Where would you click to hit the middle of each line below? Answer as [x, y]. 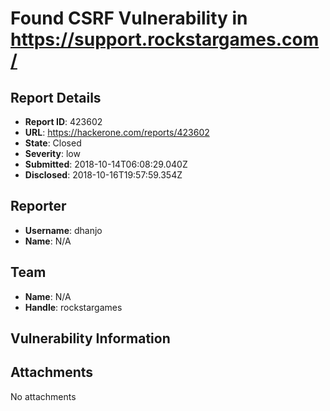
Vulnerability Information [90, 338]
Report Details [56, 97]
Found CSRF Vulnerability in [129, 18]
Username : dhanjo [63, 230]
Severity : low [52, 153]
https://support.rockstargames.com [165, 39]
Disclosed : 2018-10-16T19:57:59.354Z [103, 175]
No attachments [43, 396]
